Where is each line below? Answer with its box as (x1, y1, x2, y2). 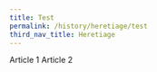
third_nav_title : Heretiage (9, 30, 116, 39)
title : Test (9, 13, 54, 22)
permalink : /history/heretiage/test (9, 22, 148, 31)
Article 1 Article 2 (9, 55, 74, 66)
